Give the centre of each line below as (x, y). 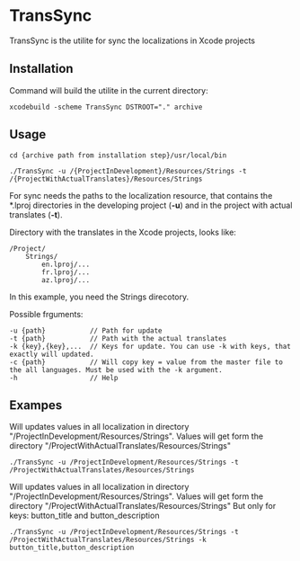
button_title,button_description (72, 548)
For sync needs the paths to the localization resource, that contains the (141, 195)
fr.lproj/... (66, 272)
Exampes (36, 405)
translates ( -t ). (36, 214)
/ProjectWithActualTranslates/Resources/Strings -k (108, 540)
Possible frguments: (46, 314)
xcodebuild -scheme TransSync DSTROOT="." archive (106, 107)
